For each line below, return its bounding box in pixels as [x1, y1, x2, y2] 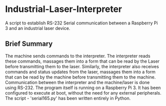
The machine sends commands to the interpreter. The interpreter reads [5, 53, 151, 59]
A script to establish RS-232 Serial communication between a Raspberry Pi [5, 20, 158, 26]
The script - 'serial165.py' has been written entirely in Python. [5, 95, 131, 101]
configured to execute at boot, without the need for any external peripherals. [5, 90, 162, 96]
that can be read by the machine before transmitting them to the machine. [5, 74, 156, 80]
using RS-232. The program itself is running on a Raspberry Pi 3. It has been [5, 85, 161, 91]
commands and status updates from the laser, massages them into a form [5, 69, 156, 75]
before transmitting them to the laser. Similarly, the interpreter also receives [5, 63, 160, 69]
